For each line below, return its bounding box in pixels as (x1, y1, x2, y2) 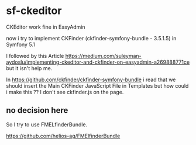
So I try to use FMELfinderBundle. (6, 121, 88, 128)
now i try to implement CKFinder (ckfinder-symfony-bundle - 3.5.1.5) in (6, 34, 177, 42)
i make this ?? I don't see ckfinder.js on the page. (6, 88, 124, 95)
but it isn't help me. (6, 64, 53, 71)
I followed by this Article (6, 52, 64, 59)
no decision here (6, 105, 68, 115)
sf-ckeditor (6, 4, 62, 18)
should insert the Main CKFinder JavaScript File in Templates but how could (6, 82, 189, 89)
